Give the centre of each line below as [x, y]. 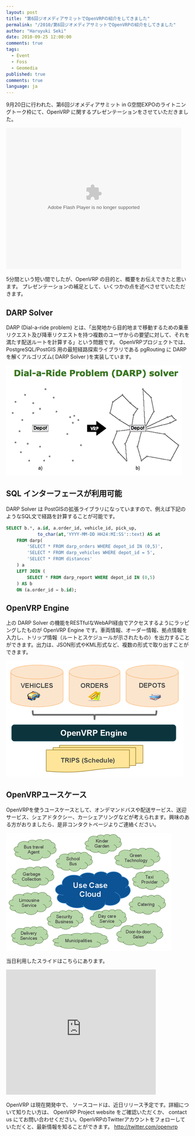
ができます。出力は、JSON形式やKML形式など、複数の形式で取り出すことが [97, 645]
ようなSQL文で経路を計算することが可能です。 [62, 516]
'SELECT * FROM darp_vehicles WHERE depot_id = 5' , [91, 553]
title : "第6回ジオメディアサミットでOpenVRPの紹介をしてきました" [78, 18]
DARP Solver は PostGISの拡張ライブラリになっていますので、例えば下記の [96, 509]
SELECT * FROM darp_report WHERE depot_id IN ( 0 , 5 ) [91, 577]
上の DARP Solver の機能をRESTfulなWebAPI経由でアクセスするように [90, 623]
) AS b [25, 584]
